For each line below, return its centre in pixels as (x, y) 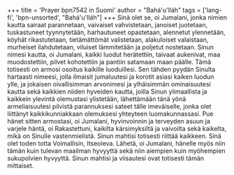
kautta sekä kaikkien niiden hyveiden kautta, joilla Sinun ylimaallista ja (107, 91)
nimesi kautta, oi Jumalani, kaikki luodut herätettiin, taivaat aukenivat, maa (114, 54)
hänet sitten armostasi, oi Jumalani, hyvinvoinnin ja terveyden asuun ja (109, 121)
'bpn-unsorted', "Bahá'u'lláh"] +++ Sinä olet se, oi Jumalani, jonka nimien (121, 17)
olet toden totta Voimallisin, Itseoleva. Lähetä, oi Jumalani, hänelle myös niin (116, 143)
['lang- (212, 10)
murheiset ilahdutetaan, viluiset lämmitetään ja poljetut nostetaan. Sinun (111, 47)
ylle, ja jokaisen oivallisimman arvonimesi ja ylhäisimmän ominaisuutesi (109, 84)
